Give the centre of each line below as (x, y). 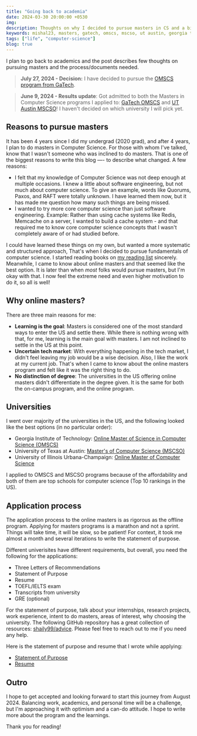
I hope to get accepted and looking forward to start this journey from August (98, 696)
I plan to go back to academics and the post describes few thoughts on (92, 61)
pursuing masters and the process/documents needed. (72, 67)
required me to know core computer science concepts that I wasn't (96, 227)
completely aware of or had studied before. (67, 233)
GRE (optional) (32, 599)
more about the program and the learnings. (58, 715)
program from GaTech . (48, 84)
